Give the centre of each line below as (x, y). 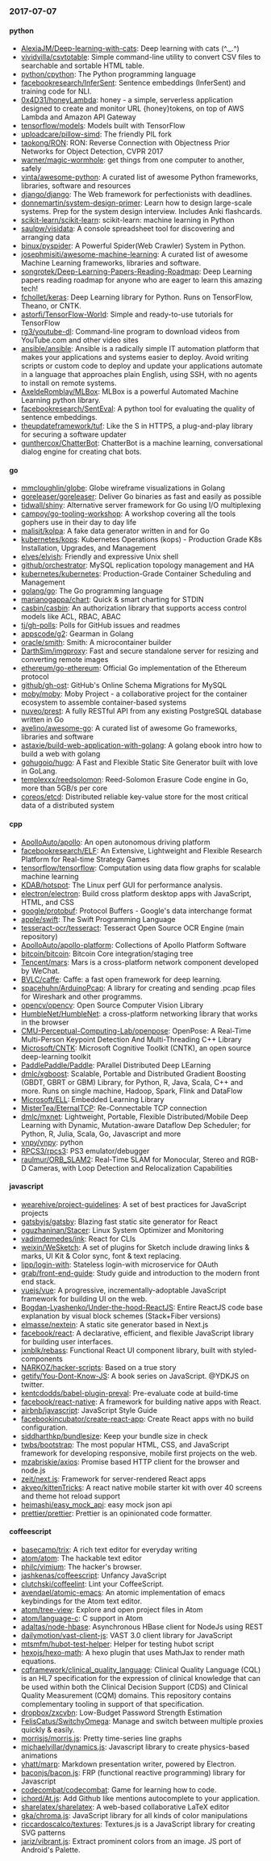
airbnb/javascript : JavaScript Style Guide (89, 1410)
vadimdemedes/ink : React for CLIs (78, 1239)
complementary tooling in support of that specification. (113, 1704)
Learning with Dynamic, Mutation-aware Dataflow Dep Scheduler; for (136, 1125)
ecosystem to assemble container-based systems (104, 702)
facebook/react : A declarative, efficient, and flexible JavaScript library (137, 1333)
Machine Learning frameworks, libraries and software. (111, 263)
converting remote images (65, 660)
